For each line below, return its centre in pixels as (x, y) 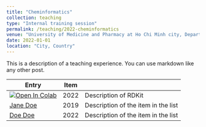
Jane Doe (23, 105)
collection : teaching (34, 18)
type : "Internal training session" (52, 23)
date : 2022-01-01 (29, 40)
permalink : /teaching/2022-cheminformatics (63, 29)
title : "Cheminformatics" (39, 12)
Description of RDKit (114, 95)
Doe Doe (22, 115)
